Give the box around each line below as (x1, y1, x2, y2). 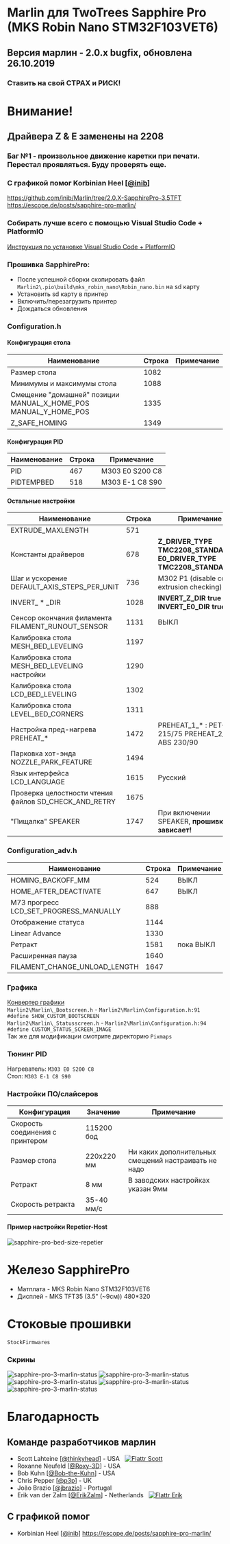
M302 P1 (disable (157, 574, 216, 583)
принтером (10, 1135, 48, 1145)
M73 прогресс (10, 898, 60, 907)
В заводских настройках (127, 1175, 210, 1185)
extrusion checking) (157, 582, 222, 592)
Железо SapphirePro (7, 1262, 130, 1278)
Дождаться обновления (16, 304, 88, 313)
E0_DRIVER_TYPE (157, 554, 217, 564)
